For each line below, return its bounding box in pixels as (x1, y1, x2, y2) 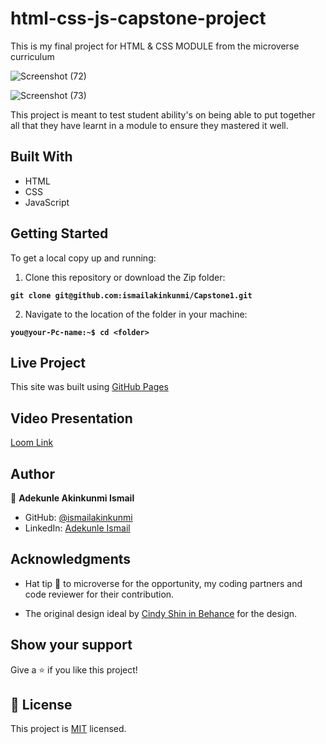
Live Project (10, 354, 87, 371)
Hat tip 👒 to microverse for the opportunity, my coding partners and (24, 577, 303, 589)
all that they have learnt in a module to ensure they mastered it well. (10, 119, 289, 131)
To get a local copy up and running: (10, 252, 157, 264)
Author (10, 465, 55, 482)
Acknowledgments (10, 551, 132, 568)
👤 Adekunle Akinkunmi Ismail (10, 492, 135, 504)
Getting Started (10, 225, 109, 242)
